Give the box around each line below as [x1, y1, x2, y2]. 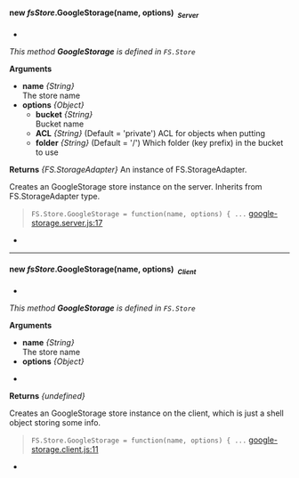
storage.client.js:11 [30, 444, 99, 454]
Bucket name [35, 118, 85, 129]
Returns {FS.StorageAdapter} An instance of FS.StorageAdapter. [9, 165, 247, 174]
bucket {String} [35, 109, 93, 119]
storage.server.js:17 [30, 218, 103, 228]
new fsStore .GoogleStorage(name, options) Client [9, 263, 197, 276]
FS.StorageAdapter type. [9, 191, 101, 201]
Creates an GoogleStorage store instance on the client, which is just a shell [9, 408, 285, 418]
